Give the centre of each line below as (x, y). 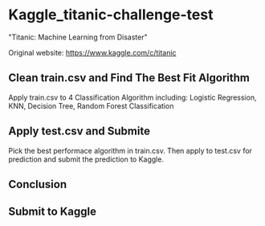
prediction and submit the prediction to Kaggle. (86, 159)
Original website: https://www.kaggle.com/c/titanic (92, 52)
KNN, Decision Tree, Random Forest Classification (91, 105)
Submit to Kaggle (52, 212)
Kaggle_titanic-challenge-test (111, 15)
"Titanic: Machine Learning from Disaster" (78, 37)
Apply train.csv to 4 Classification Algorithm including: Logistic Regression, (132, 97)
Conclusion (38, 184)
